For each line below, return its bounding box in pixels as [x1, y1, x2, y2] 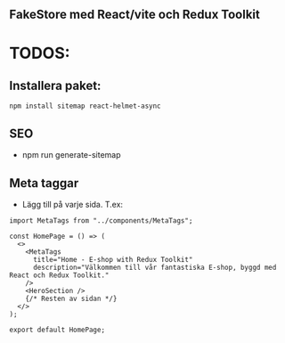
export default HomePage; [9, 325, 105, 335]
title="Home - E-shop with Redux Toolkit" [32, 256, 193, 265]
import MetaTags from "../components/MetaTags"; [9, 216, 193, 225]
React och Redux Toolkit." [9, 271, 110, 280]
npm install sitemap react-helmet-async [9, 102, 162, 110]
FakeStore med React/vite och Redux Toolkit [9, 7, 260, 22]
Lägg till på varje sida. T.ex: [21, 200, 123, 210]
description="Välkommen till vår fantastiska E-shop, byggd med [32, 263, 277, 273]
